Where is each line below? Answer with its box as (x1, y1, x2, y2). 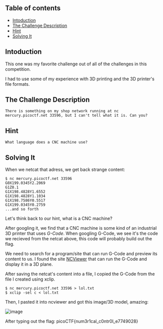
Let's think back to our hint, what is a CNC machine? (5, 215, 113, 221)
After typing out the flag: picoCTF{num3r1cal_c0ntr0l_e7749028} (5, 319, 138, 325)
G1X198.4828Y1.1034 (5, 194, 46, 199)
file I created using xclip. (5, 276, 56, 282)
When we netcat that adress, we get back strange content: (5, 166, 125, 172)
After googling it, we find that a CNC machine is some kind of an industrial (5, 225, 157, 231)
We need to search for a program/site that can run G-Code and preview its (5, 251, 158, 257)
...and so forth (5, 207, 39, 212)
